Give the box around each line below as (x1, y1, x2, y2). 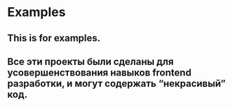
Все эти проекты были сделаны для (7, 55, 174, 67)
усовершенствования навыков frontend (7, 66, 192, 78)
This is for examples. (7, 32, 101, 44)
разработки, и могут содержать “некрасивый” (7, 78, 226, 90)
